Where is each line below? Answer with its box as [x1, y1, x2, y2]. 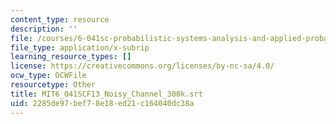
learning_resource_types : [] [10, 52, 132, 62]
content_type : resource [10, 14, 110, 25]
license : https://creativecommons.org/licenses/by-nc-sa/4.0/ [10, 61, 275, 71]
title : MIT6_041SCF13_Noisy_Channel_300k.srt [10, 89, 203, 99]
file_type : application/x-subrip [10, 42, 150, 53]
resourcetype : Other [10, 80, 97, 90]
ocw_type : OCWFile [10, 71, 87, 81]
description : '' [10, 24, 78, 34]
